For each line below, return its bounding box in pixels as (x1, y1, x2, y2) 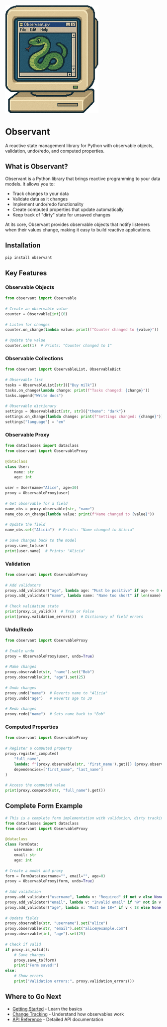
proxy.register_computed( (5, 751, 59, 756)
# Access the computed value (5, 783, 66, 788)
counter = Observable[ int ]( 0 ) (5, 311, 68, 316)
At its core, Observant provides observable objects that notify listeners (5, 221, 150, 227)
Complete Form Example (5, 802, 83, 810)
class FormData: (5, 842, 39, 847)
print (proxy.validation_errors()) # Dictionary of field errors (5, 614, 143, 619)
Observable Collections (5, 355, 64, 362)
